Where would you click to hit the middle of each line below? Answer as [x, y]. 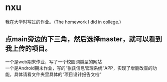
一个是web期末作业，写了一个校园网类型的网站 [53, 61]
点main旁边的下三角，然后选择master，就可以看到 [83, 39]
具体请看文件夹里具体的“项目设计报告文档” [58, 74]
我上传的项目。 [28, 49]
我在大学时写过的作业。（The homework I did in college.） [64, 22]
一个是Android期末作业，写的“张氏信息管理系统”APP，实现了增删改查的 [79, 68]
